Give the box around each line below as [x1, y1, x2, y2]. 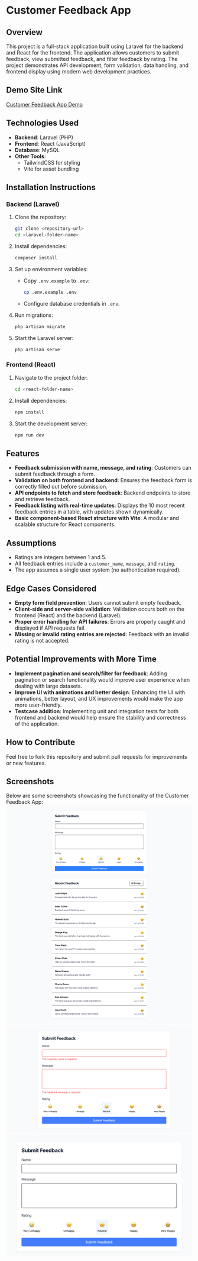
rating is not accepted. [14, 637, 70, 644]
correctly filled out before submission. [14, 483, 108, 490]
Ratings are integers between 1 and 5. [14, 554, 106, 561]
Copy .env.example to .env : [23, 277, 90, 284]
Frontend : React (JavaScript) [14, 140, 86, 147]
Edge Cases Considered [6, 583, 96, 593]
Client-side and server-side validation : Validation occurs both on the [14, 605, 185, 612]
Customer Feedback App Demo [6, 101, 83, 108]
